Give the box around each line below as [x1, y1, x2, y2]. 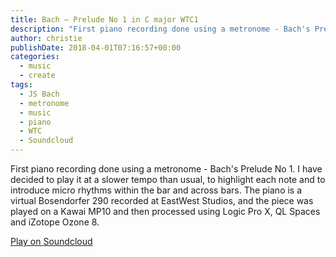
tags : [10, 80, 33, 90]
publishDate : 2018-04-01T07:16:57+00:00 [10, 42, 182, 53]
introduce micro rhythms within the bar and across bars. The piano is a [10, 184, 303, 196]
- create [19, 71, 56, 81]
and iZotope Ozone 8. [10, 216, 100, 228]
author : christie [10, 33, 83, 43]
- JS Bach [19, 89, 60, 99]
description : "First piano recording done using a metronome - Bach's [10, 24, 311, 34]
